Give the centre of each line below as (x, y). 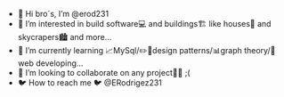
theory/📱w (260, 50)
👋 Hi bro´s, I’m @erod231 (63, 14)
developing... (59, 63)
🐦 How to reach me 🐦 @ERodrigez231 (90, 83)
